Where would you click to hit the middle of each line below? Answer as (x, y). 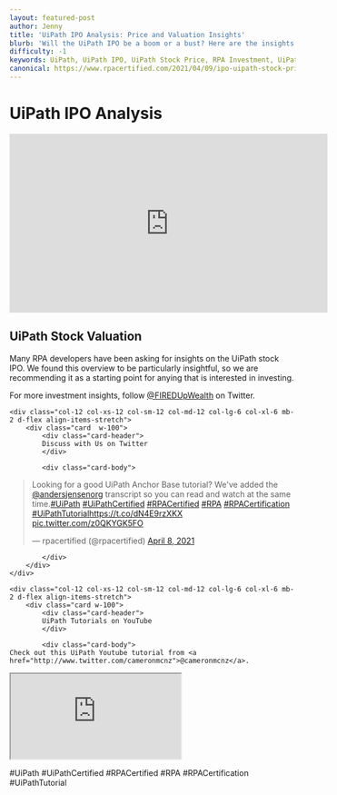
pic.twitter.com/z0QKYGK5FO (87, 522)
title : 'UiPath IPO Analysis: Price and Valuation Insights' (128, 35)
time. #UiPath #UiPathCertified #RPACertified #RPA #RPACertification (161, 503)
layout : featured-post (52, 18)
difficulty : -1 (38, 52)
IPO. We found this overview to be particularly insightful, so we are (134, 368)
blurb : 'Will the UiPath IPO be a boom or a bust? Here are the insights (152, 43)
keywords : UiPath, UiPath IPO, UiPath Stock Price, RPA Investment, (142, 60)
